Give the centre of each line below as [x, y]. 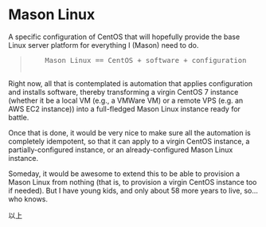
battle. [19, 117]
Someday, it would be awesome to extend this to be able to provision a [124, 174]
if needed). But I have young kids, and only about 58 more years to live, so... [133, 190]
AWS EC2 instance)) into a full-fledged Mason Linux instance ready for [125, 108]
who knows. [28, 199]
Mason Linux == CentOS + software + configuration [146, 60]
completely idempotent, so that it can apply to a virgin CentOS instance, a [129, 141]
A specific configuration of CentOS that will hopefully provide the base [124, 37]
